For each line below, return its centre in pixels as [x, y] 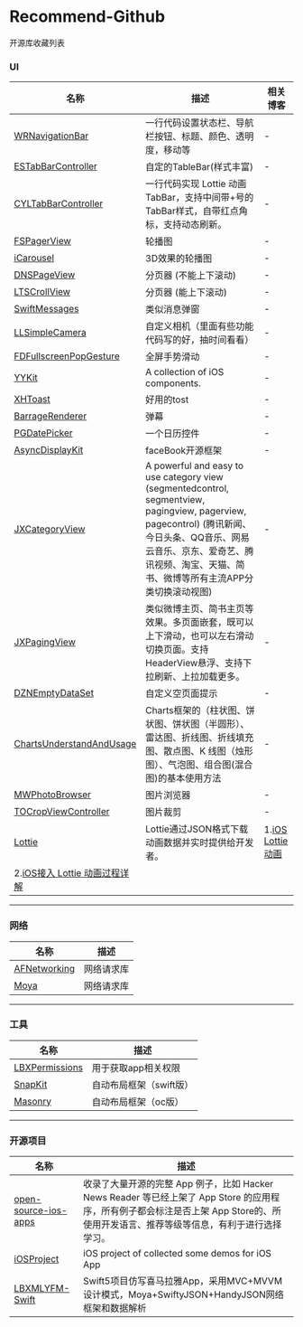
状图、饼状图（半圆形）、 [197, 724]
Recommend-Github [87, 17]
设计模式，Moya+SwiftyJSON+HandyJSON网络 [183, 1294]
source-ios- [41, 1210]
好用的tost [167, 400]
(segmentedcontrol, [188, 488]
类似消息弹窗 [173, 309]
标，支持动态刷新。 [186, 225]
